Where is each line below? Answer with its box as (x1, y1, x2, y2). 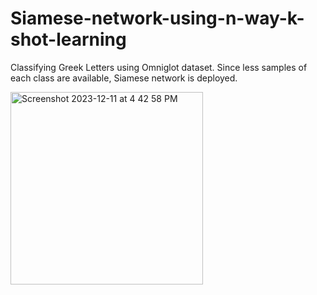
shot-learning (10, 28, 127, 51)
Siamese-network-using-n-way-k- (10, 7, 305, 30)
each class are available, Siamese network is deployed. (10, 72, 238, 84)
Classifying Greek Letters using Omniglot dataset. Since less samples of (10, 61, 308, 73)
